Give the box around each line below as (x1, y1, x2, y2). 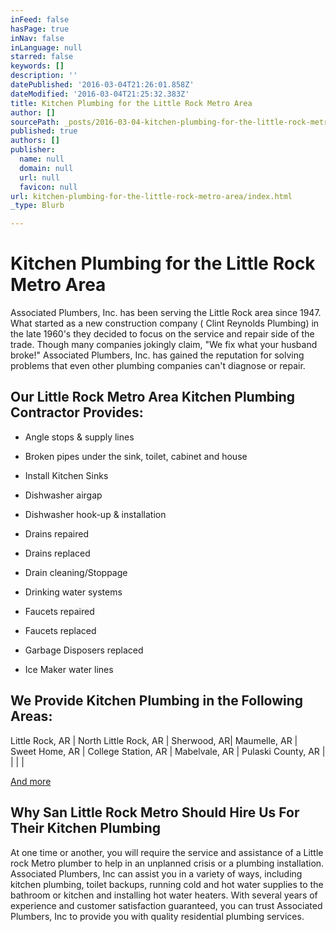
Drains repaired (24, 527, 89, 540)
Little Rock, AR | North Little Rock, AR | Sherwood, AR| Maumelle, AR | (10, 734, 298, 746)
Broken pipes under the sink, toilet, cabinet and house (24, 450, 248, 462)
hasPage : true (10, 24, 70, 34)
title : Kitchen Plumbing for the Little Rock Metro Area (10, 98, 253, 108)
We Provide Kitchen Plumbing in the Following (10, 692, 304, 710)
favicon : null (19, 182, 78, 192)
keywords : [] (10, 61, 65, 71)
